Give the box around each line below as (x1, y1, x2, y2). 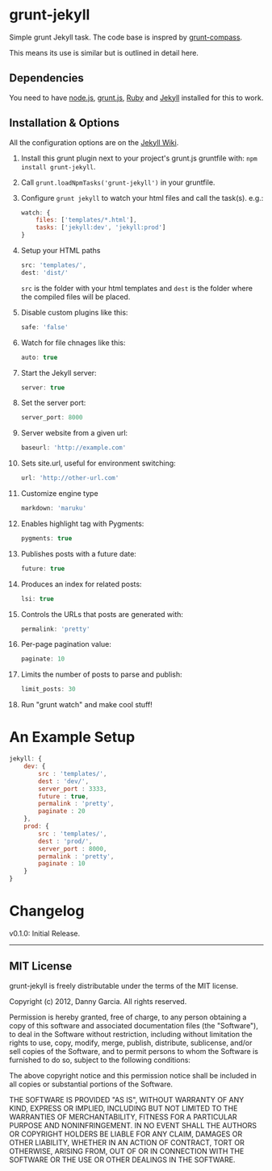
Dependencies (9, 71, 84, 85)
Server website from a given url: (20, 428, 128, 438)
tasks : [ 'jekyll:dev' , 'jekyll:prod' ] (36, 223, 166, 231)
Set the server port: (20, 398, 86, 408)
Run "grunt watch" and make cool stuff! (20, 700, 153, 710)
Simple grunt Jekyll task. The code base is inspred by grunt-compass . (9, 32, 243, 42)
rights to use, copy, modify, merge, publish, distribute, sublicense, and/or (9, 1038, 253, 1048)
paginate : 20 (38, 807, 86, 815)
